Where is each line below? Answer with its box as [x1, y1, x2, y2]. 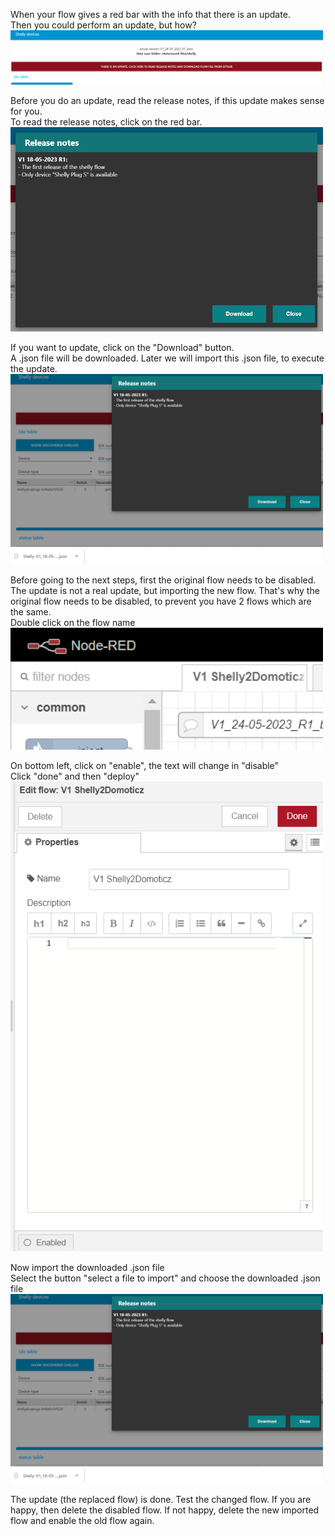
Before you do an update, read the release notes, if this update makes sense [10, 95, 325, 107]
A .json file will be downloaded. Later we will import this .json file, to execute [10, 352, 325, 364]
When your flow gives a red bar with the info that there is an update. [10, 9, 291, 20]
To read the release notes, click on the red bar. [10, 116, 203, 128]
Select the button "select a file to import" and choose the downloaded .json [10, 1272, 321, 1284]
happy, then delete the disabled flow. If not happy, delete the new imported [10, 1504, 320, 1516]
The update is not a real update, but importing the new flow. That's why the [10, 584, 320, 596]
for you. [10, 105, 43, 118]
